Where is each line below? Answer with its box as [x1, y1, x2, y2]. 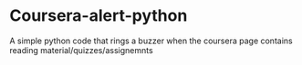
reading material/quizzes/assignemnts [9, 44, 153, 55]
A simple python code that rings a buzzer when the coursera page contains [9, 35, 294, 46]
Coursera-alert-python [9, 5, 188, 26]
